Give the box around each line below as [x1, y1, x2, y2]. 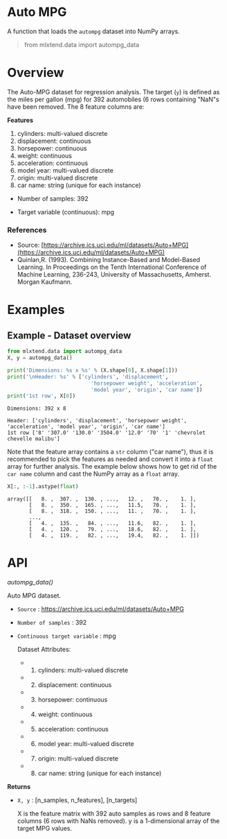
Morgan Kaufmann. [17, 278, 73, 286]
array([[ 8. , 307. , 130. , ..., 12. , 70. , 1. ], [7, 496, 197, 503]
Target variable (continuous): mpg [17, 207, 115, 216]
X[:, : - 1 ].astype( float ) [7, 483, 79, 490]
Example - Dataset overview [7, 329, 131, 341]
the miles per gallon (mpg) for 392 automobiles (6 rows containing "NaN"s [7, 95, 219, 103]
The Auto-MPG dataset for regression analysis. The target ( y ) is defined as [7, 87, 220, 96]
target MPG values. [17, 824, 73, 833]
